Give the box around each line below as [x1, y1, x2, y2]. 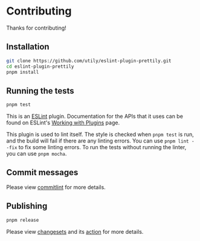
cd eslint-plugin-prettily [6, 63, 74, 69]
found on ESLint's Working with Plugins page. [6, 119, 120, 126]
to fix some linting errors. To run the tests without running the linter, [18, 144, 187, 151]
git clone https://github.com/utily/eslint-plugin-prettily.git [6, 57, 172, 64]
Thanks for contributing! [6, 24, 66, 31]
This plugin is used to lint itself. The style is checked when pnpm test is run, [6, 131, 195, 138]
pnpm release [6, 217, 39, 223]
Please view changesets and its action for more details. [6, 228, 144, 235]
